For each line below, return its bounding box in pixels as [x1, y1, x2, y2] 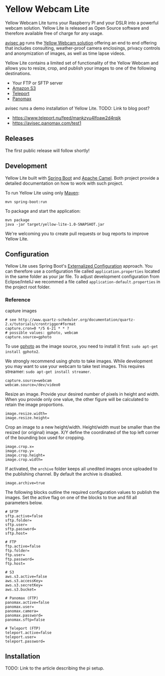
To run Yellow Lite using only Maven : [5, 190, 80, 196]
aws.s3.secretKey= [5, 583, 43, 588]
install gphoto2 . [5, 348, 40, 354]
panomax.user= [5, 604, 34, 609]
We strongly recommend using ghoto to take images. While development [5, 358, 153, 364]
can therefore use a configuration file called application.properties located [5, 268, 160, 275]
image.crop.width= [5, 457, 43, 462]
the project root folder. [5, 284, 51, 290]
